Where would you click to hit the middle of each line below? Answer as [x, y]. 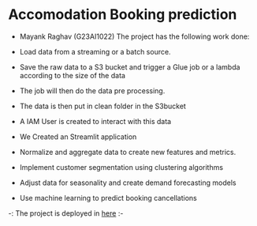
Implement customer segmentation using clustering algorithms [121, 167]
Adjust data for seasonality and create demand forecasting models [128, 183]
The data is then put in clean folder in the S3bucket [103, 106]
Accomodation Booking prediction [123, 15]
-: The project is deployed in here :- [66, 213]
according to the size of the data [73, 75]
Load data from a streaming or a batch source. [95, 51]
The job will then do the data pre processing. [92, 90]
